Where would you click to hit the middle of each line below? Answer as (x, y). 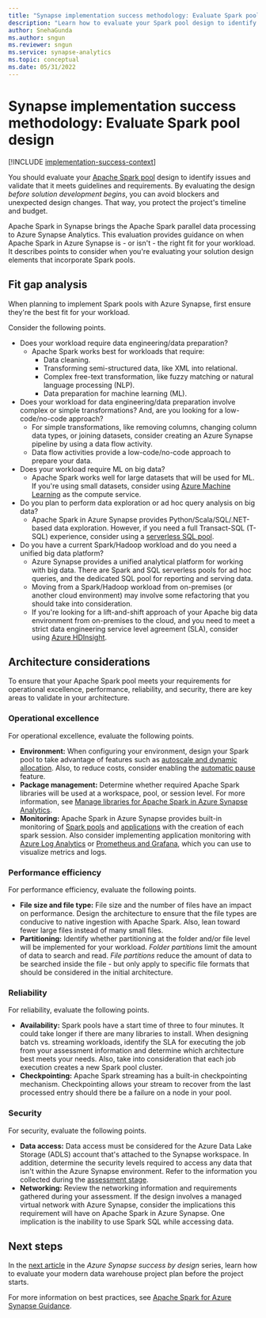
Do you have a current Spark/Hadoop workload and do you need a (128, 545)
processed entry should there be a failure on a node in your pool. (125, 1092)
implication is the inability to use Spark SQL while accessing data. (127, 1221)
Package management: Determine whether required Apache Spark (129, 784)
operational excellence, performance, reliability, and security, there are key (130, 689)
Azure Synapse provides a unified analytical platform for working (137, 561)
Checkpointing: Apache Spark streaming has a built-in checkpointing (133, 1076)
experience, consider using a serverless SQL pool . (132, 536)
